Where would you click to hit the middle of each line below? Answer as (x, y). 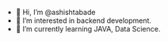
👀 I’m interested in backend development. (84, 20)
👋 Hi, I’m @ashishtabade (55, 12)
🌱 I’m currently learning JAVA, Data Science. (88, 29)
